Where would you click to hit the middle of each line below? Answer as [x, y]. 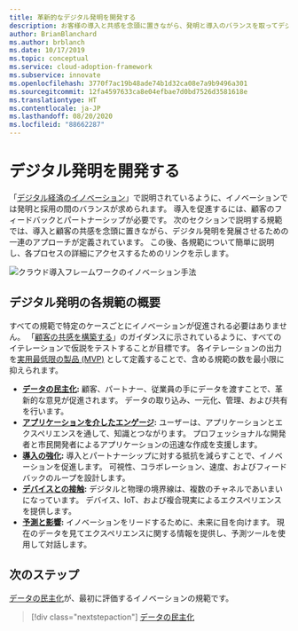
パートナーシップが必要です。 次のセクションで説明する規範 [173, 219]
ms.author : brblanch [47, 42]
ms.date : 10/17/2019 [47, 51]
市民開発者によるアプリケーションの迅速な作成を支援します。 [150, 444]
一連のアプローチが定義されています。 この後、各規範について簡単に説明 [142, 241]
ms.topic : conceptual [49, 59]
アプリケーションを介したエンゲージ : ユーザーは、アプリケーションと [149, 422]
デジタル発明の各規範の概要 [85, 303]
